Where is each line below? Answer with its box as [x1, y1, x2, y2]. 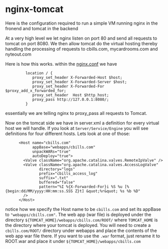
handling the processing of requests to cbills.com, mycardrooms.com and [5, 46, 158, 52]
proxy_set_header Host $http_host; [32, 92, 109, 97]
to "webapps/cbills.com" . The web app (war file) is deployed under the [5, 211, 152, 217]
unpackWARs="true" [32, 149, 71, 154]
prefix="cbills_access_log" [39, 171, 98, 176]
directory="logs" [39, 167, 75, 172]
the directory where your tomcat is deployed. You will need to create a [5, 222, 151, 228]
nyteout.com [5, 51, 32, 57]
